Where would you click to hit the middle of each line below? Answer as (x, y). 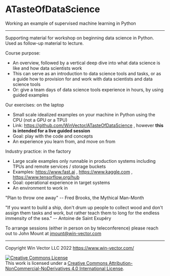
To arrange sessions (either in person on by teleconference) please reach (82, 228)
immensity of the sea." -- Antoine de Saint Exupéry (58, 218)
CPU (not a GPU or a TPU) (40, 120)
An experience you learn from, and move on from (64, 141)
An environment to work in (40, 188)
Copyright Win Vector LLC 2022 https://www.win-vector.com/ (70, 248)
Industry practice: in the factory (38, 151)
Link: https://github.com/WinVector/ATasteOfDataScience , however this (88, 125)
